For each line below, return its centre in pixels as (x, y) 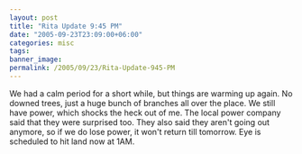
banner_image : (36, 59)
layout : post (34, 18)
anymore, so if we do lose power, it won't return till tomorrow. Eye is (135, 131)
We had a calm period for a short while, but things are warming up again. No (151, 93)
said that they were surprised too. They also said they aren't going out (140, 122)
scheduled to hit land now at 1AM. (72, 141)
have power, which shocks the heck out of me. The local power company (145, 113)
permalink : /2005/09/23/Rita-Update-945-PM (92, 68)
